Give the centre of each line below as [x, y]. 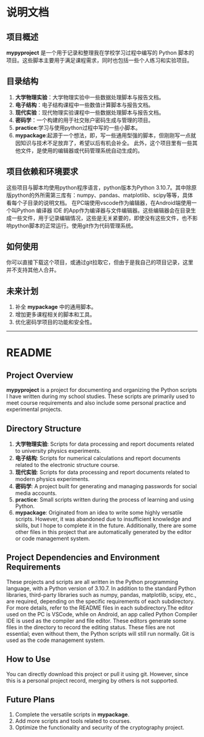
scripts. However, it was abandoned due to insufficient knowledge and [103, 519]
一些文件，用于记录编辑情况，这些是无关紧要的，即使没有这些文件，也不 [102, 218]
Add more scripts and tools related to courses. [73, 721]
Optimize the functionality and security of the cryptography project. [100, 727]
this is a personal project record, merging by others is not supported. [92, 680]
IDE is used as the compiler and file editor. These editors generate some [97, 621]
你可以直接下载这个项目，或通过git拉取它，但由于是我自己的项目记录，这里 [100, 262]
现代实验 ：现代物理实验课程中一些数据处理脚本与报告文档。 [90, 112]
